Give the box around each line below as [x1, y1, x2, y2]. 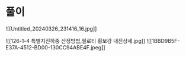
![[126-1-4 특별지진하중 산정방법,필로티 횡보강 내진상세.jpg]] [5, 37, 146, 44]
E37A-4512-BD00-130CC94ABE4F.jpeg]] [5, 43, 105, 51]
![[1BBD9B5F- [146, 37, 180, 44]
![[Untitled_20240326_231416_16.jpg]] [5, 25, 97, 32]
